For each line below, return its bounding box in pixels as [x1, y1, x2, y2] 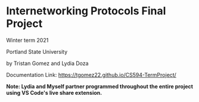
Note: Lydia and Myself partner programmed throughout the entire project [6, 82, 194, 90]
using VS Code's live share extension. [6, 89, 102, 96]
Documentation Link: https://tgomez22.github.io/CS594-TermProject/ [6, 71, 177, 78]
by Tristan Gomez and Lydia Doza [6, 60, 89, 67]
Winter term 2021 [6, 36, 49, 44]
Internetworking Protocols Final [6, 4, 166, 18]
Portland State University [6, 48, 68, 55]
